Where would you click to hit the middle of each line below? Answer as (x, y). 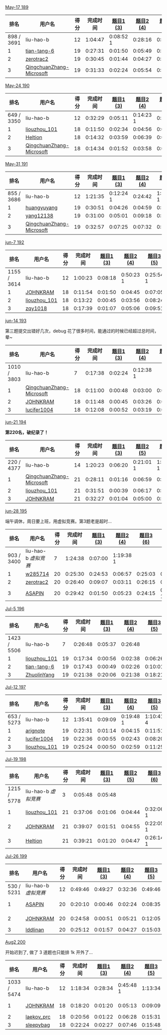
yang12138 (40, 216)
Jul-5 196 (15, 609)
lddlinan (35, 930)
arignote (35, 731)
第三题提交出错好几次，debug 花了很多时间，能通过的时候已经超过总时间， (82, 331)
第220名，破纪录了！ (27, 432)
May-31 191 (17, 164)
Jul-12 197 (16, 687)
